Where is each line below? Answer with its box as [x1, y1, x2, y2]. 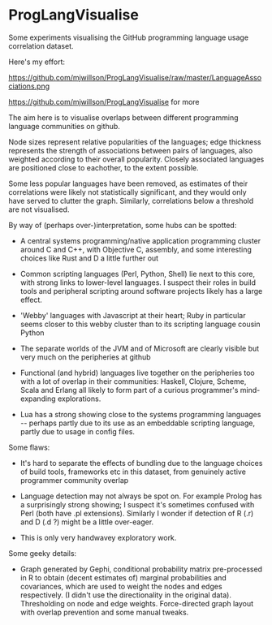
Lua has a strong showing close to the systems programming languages [19, 409, 261, 419]
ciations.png [8, 81, 50, 91]
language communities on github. [8, 121, 120, 131]
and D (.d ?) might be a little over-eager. [19, 517, 154, 527]
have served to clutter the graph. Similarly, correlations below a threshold [8, 196, 254, 205]
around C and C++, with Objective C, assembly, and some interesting [19, 244, 252, 254]
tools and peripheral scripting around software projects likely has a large [19, 286, 263, 295]
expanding [19, 394, 56, 403]
